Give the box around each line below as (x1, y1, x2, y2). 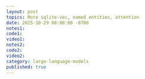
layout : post (6, 8, 39, 15)
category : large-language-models (6, 58, 89, 64)
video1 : (6, 36, 26, 42)
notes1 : (6, 25, 26, 31)
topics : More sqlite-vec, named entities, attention (6, 14, 140, 20)
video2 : (6, 53, 26, 59)
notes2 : (6, 42, 26, 48)
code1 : (6, 31, 23, 37)
